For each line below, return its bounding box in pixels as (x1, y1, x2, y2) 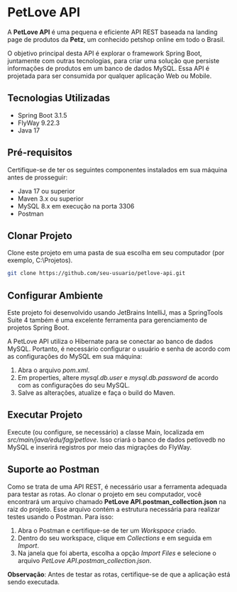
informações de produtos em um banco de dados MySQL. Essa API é (7, 64, 210, 72)
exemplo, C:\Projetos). (7, 256, 73, 264)
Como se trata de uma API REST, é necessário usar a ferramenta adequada (7, 482, 227, 491)
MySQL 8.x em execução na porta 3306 (17, 201, 135, 210)
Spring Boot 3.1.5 (17, 111, 67, 119)
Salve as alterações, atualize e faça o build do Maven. (17, 389, 175, 397)
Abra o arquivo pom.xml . (17, 366, 90, 374)
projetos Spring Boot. (7, 323, 70, 332)
